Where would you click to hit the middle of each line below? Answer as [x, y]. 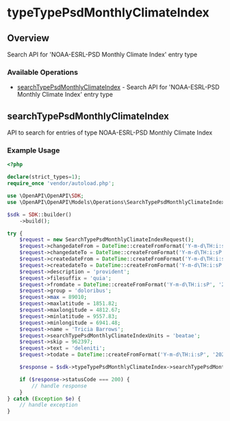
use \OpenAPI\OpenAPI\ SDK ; [46, 196]
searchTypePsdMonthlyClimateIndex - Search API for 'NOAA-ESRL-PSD [118, 87]
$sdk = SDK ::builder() [39, 214]
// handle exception [49, 405]
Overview [28, 38]
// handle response [60, 386]
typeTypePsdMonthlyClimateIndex [108, 13]
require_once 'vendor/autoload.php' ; [61, 183]
